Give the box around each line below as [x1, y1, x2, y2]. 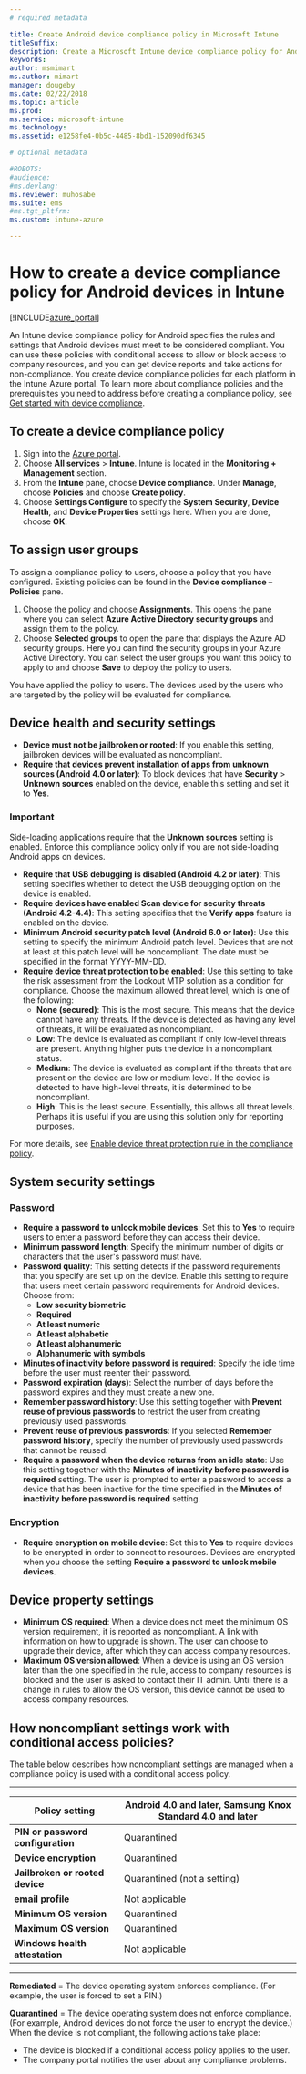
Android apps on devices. [9, 851, 107, 862]
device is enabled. [22, 888, 92, 899]
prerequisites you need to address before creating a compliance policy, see [9, 387, 293, 398]
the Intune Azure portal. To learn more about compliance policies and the [9, 377, 284, 388]
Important [9, 810, 55, 823]
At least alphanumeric [36, 1338, 122, 1349]
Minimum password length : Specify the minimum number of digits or [22, 1242, 284, 1253]
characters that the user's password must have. [22, 1251, 202, 1263]
